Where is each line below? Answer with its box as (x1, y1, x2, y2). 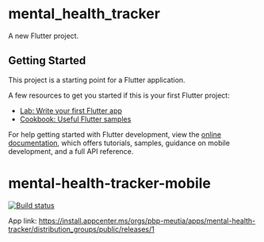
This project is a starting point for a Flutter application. (8, 75, 186, 84)
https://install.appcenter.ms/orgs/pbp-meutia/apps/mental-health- (38, 216, 256, 225)
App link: (8, 216, 37, 225)
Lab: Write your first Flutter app (19, 106, 123, 115)
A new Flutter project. (8, 31, 79, 40)
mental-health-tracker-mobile (8, 174, 212, 192)
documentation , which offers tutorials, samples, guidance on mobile (8, 138, 230, 148)
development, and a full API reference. (8, 146, 134, 156)
